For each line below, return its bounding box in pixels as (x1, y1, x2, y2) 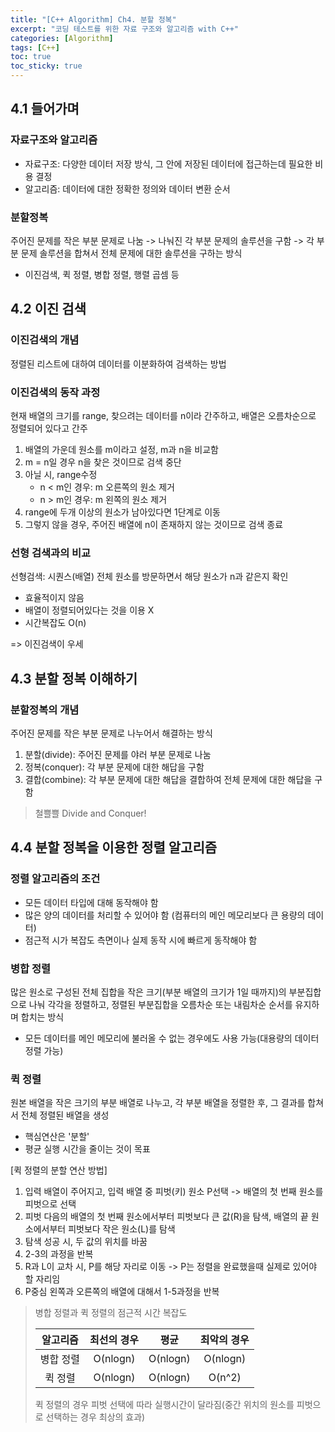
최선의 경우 (89, 1333, 139, 1347)
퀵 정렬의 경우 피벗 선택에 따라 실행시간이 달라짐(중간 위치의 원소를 (34, 1399, 295, 1411)
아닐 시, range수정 (24, 468, 98, 480)
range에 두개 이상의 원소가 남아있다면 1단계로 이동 (24, 506, 221, 518)
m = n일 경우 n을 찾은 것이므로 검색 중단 (24, 456, 182, 468)
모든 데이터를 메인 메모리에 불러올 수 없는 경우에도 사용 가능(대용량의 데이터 (24, 1032, 320, 1044)
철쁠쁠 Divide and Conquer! (34, 807, 147, 819)
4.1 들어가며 (10, 101, 80, 118)
